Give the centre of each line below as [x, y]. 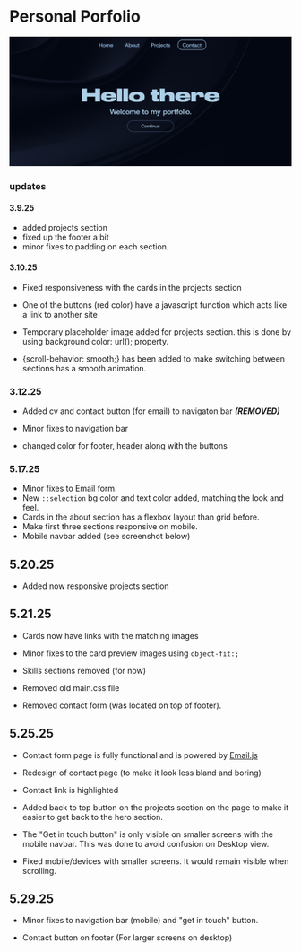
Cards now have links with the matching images [110, 635]
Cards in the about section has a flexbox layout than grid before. [141, 517]
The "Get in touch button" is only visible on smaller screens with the [147, 834]
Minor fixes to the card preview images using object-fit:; [130, 653]
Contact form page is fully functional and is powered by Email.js [140, 755]
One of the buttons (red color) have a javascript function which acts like [155, 305]
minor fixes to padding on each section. [95, 247]
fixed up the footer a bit [65, 237]
